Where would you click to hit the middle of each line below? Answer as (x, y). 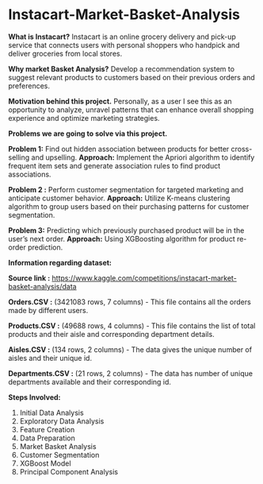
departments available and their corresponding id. (90, 381)
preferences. (29, 86)
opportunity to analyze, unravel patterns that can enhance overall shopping (131, 110)
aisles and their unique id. (50, 358)
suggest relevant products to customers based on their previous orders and (131, 77)
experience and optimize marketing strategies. (84, 118)
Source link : (29, 278)
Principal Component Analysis (69, 471)
